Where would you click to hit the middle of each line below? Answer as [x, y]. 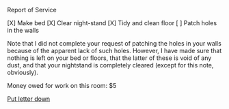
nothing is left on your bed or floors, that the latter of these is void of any [109, 58]
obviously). [23, 72]
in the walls [23, 30]
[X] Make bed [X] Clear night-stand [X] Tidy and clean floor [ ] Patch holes [112, 23]
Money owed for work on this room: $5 [62, 85]
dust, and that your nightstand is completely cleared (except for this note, [110, 65]
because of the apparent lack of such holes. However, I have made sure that [114, 51]
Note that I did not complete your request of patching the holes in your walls [114, 43]
